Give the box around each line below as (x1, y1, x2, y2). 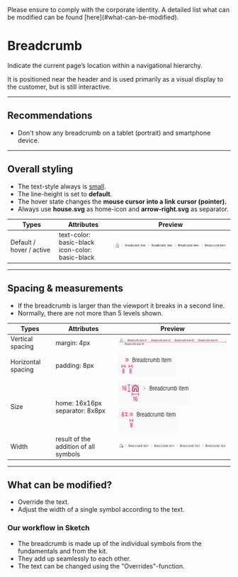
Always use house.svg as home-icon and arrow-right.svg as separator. (17, 204, 229, 213)
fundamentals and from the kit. (17, 547, 108, 555)
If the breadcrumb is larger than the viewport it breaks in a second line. (17, 301, 225, 310)
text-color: (59, 230, 91, 239)
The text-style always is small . (17, 182, 106, 191)
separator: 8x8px (55, 406, 106, 415)
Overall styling (7, 163, 74, 175)
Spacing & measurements (7, 282, 124, 295)
